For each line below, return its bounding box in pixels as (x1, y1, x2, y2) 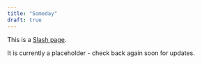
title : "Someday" (7, 10, 58, 17)
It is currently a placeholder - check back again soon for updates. (7, 49, 195, 57)
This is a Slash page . (7, 35, 67, 43)
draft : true (7, 17, 42, 23)
